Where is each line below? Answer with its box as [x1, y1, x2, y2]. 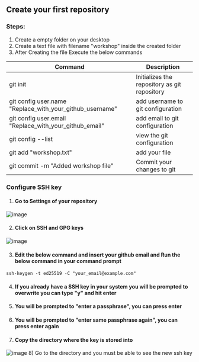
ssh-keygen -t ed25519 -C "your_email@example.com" [6, 271, 136, 277]
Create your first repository [6, 5, 110, 15]
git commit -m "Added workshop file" [9, 161, 114, 169]
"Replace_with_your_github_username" [9, 104, 117, 113]
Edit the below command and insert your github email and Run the [14, 251, 181, 258]
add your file [136, 148, 171, 156]
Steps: [6, 23, 25, 31]
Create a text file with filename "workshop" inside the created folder [14, 42, 181, 49]
